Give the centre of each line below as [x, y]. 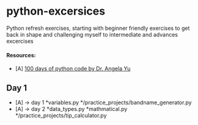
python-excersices [56, 11]
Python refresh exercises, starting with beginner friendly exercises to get [98, 28]
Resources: [21, 55]
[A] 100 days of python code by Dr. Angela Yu [73, 69]
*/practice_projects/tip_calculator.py [61, 115]
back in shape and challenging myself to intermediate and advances [92, 34]
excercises [20, 41]
